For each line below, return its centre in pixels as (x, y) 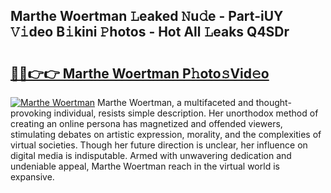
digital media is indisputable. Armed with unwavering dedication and (151, 155)
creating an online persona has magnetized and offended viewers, (146, 123)
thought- (273, 102)
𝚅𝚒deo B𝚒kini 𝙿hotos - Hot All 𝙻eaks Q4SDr (150, 32)
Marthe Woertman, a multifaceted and (175, 102)
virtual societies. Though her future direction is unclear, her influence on (159, 145)
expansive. (32, 177)
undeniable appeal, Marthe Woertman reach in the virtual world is (145, 166)
